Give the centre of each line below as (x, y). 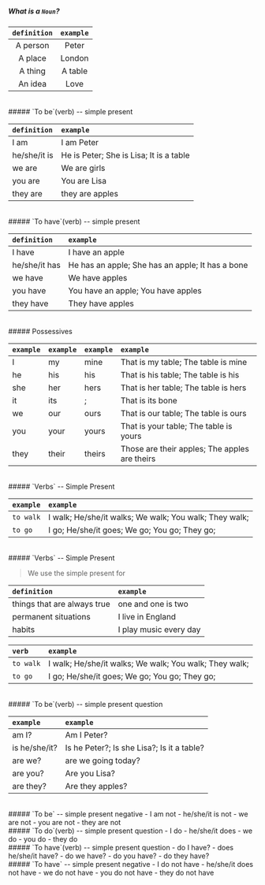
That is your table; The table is (176, 426)
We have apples (98, 277)
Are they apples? (96, 786)
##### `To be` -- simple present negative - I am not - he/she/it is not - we (128, 814)
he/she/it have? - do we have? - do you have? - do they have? (109, 856)
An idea (33, 84)
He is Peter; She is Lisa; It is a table (126, 155)
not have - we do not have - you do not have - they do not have (111, 872)
